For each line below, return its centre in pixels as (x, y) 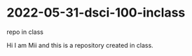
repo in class (25, 32)
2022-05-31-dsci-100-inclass (96, 13)
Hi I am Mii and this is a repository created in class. (80, 45)
